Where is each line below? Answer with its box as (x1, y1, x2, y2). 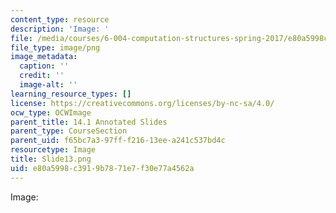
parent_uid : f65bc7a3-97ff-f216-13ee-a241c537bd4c (10, 136, 226, 146)
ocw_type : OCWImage (10, 107, 92, 118)
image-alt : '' (19, 80, 78, 90)
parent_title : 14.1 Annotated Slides (10, 117, 168, 127)
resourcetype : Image (10, 145, 97, 155)
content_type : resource (10, 14, 110, 25)
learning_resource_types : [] (10, 89, 132, 99)
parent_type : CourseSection (10, 126, 128, 136)
